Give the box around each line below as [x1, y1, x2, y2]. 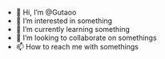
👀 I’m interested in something [15, 16, 113, 26]
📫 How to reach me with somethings [15, 42, 139, 51]
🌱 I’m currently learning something [15, 25, 131, 33]
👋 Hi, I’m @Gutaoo [15, 8, 77, 17]
